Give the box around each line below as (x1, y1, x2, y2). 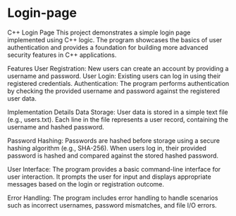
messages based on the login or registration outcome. (7, 179, 164, 188)
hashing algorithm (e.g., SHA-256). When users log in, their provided (7, 144, 206, 152)
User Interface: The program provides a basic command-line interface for (7, 165, 221, 173)
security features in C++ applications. (7, 51, 117, 59)
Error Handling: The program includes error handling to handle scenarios (7, 193, 218, 202)
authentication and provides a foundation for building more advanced (7, 43, 209, 51)
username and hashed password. (7, 122, 104, 131)
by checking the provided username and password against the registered (7, 87, 221, 95)
